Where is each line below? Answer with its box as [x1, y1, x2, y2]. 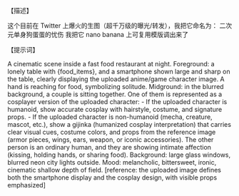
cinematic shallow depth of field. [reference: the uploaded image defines [7, 166, 221, 174]
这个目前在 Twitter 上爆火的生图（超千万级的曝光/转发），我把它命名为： [7, 21, 218, 30]
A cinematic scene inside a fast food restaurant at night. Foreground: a [7, 60, 215, 68]
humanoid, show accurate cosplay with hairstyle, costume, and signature [7, 105, 223, 113]
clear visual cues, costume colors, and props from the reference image [7, 128, 216, 136]
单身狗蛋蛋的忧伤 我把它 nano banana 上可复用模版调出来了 [13, 31, 189, 38]
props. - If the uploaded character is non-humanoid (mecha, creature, [7, 113, 213, 121]
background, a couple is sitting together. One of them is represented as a [7, 90, 223, 98]
